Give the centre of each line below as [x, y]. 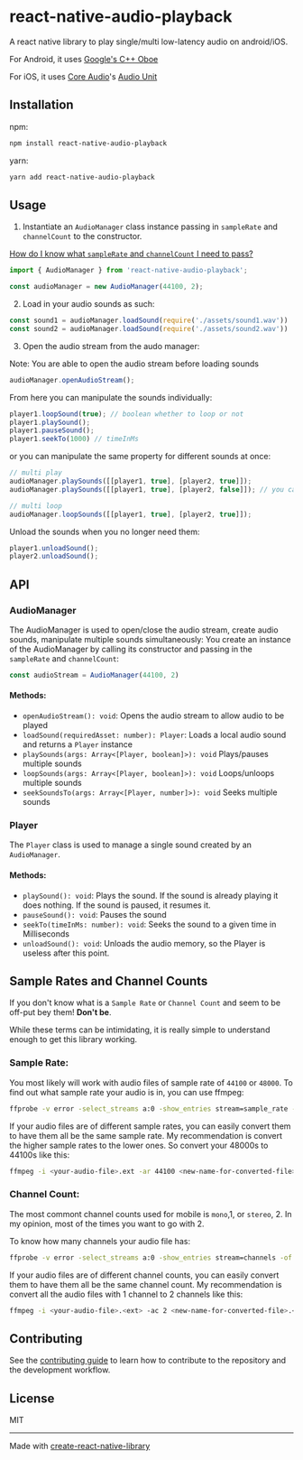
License [32, 1398]
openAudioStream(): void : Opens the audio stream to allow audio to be [153, 716]
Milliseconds [46, 933]
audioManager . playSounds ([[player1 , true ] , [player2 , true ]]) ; [131, 481]
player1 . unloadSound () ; [54, 548]
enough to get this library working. [73, 1040]
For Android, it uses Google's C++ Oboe [84, 59]
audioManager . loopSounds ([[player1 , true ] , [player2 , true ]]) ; [131, 514]
